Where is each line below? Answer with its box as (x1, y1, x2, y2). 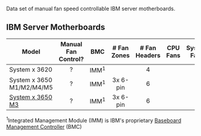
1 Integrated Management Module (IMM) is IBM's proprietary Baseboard (6, 116, 181, 124)
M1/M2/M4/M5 (9, 84, 53, 92)
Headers (135, 51, 161, 59)
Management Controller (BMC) (6, 123, 82, 130)
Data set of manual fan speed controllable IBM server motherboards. (6, 5, 175, 12)
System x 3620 (9, 66, 53, 74)
